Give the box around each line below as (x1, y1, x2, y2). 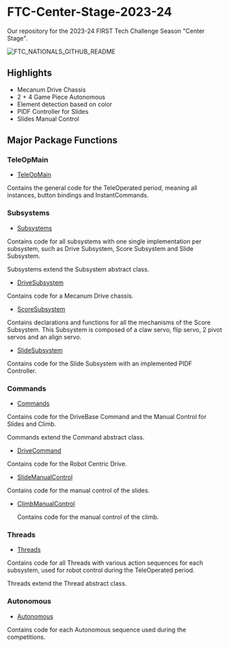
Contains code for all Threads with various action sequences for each (7, 559, 204, 567)
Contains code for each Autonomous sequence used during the (7, 625, 187, 634)
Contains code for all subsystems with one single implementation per (7, 237, 202, 245)
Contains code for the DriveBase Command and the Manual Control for (7, 413, 207, 421)
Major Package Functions (7, 134, 118, 146)
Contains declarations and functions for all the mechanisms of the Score (7, 318, 211, 326)
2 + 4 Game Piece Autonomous (16, 93, 106, 101)
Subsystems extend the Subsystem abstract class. (7, 265, 150, 273)
